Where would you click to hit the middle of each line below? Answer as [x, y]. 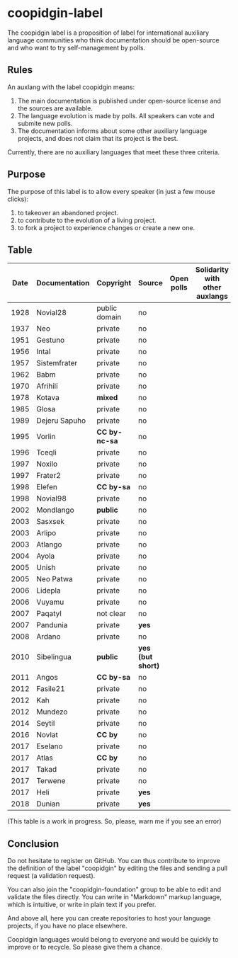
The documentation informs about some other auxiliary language [112, 131]
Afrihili [47, 386]
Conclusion [33, 844]
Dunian [48, 804]
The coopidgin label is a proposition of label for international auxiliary [108, 33]
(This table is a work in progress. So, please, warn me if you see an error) [114, 821]
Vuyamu [50, 602]
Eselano [50, 746]
